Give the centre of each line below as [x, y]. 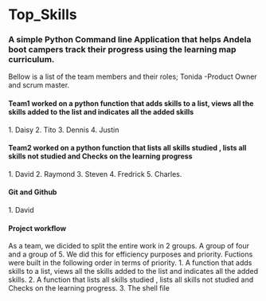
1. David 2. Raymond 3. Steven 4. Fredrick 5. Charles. [95, 174]
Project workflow [37, 228]
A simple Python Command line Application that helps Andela [130, 40]
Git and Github [33, 192]
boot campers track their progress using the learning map [122, 49]
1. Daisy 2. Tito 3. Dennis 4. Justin [64, 130]
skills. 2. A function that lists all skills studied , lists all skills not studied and [131, 279]
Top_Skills [43, 15]
